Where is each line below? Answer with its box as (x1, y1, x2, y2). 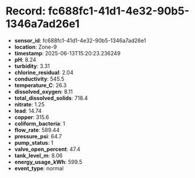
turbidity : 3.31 (14, 62, 50, 70)
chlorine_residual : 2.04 (14, 69, 73, 76)
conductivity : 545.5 (14, 75, 64, 82)
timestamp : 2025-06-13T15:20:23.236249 (14, 49, 121, 57)
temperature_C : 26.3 (14, 81, 67, 88)
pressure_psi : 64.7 (14, 132, 62, 140)
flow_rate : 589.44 (14, 126, 60, 133)
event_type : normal (14, 164, 64, 172)
